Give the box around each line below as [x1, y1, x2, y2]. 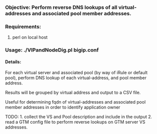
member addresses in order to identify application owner [5, 105, 121, 110]
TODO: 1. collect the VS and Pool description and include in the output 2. [5, 114, 153, 120]
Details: [5, 58, 21, 65]
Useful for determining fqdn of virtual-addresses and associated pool [5, 99, 146, 105]
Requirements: [5, 23, 41, 30]
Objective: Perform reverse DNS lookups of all [5, 4, 118, 11]
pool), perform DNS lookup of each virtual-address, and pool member [5, 75, 147, 81]
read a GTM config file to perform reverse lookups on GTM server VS [5, 119, 146, 125]
